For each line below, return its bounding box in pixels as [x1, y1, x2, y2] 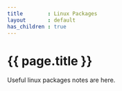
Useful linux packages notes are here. [7, 76, 116, 84]
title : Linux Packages [7, 10, 98, 17]
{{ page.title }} [7, 53, 93, 69]
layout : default [7, 17, 76, 24]
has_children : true [7, 23, 67, 30]
